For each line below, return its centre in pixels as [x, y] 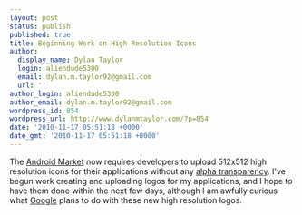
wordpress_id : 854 [44, 111]
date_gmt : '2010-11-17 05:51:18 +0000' [85, 136]
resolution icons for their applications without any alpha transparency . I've [147, 171]
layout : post [34, 18]
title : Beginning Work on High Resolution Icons [103, 43]
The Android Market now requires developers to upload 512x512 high [138, 161]
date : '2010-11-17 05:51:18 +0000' [77, 128]
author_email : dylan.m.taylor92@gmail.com [91, 102]
